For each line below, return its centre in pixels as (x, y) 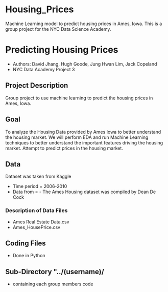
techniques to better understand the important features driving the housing (84, 142)
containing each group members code (53, 284)
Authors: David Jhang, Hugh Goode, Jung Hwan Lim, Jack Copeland (85, 64)
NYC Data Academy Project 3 (44, 69)
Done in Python (29, 256)
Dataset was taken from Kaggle (38, 176)
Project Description (37, 86)
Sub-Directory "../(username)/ (55, 272)
